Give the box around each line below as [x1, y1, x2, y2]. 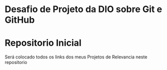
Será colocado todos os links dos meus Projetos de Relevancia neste [5, 54, 148, 60]
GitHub [5, 14, 35, 26]
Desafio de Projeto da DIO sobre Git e [5, 4, 162, 15]
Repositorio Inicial [5, 37, 81, 49]
